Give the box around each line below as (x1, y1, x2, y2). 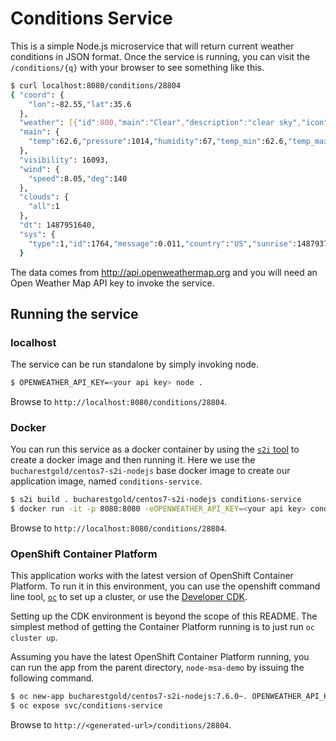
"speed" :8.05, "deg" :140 (28, 173, 128, 184)
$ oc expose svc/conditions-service (10, 701, 163, 711)
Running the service (10, 305, 139, 322)
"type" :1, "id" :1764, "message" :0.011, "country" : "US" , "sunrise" (28, 238, 293, 249)
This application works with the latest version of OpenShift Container (10, 570, 294, 582)
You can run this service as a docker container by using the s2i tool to (10, 443, 300, 456)
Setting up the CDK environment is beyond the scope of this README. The (10, 610, 318, 622)
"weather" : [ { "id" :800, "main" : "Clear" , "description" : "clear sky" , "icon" (19, 118, 329, 128)
